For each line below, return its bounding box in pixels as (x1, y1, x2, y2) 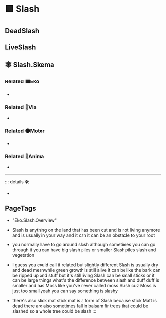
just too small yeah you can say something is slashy (12, 288, 118, 294)
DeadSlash (5, 26, 40, 35)
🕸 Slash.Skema (5, 61, 54, 69)
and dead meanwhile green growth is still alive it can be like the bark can (12, 267, 161, 273)
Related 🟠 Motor (5, 127, 45, 134)
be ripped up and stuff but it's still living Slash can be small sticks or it (12, 272, 155, 278)
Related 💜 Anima (5, 153, 44, 160)
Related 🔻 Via (5, 104, 37, 111)
